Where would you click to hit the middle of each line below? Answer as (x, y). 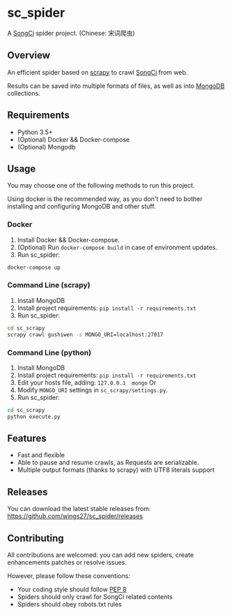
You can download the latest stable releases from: (79, 509)
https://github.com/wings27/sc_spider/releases (75, 516)
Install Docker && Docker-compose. (69, 239)
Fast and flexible (41, 455)
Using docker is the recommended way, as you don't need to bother (105, 199)
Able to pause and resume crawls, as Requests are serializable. (108, 463)
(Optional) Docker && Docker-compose (74, 139)
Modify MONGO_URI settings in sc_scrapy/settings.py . (93, 390)
